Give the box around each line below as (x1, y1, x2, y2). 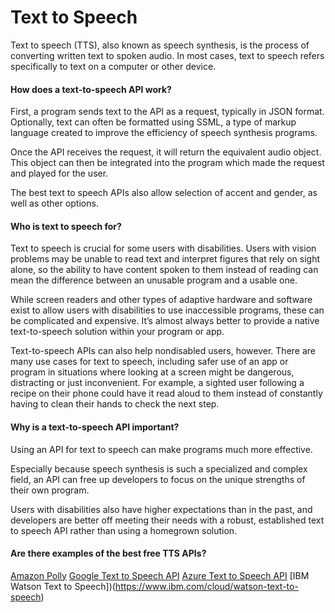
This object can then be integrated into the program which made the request (10, 157, 325, 169)
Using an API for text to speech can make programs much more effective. (10, 443, 313, 455)
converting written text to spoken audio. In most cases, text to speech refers (10, 49, 325, 61)
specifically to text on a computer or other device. (10, 60, 217, 72)
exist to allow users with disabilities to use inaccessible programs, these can (10, 304, 325, 316)
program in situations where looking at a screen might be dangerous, (10, 366, 295, 378)
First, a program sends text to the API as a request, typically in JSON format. (10, 106, 325, 118)
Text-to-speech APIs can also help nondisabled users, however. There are (10, 345, 316, 357)
